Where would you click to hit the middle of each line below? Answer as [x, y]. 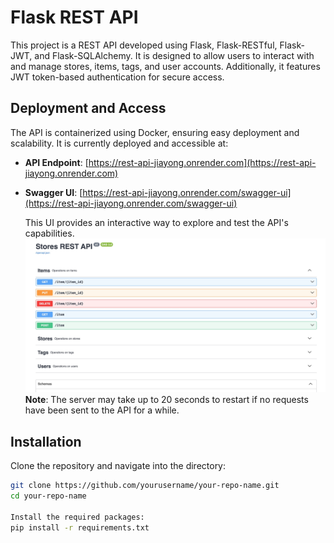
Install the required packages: [77, 517]
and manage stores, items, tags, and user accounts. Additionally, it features [165, 66]
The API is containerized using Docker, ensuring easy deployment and [155, 132]
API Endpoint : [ [56, 162]
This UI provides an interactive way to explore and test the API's [156, 222]
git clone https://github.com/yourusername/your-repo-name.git [145, 486]
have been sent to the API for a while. [102, 410]
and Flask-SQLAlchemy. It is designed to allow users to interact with [174, 55]
